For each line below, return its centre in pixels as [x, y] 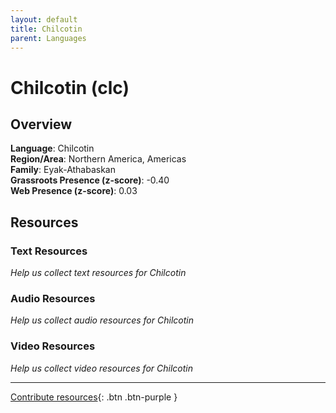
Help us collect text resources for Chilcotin [98, 273]
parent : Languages [48, 38]
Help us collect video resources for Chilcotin [101, 368]
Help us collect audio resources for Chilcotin [102, 320]
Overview [41, 124]
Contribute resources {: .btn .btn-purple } [94, 397]
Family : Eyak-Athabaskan [63, 170]
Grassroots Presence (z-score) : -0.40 [90, 180]
